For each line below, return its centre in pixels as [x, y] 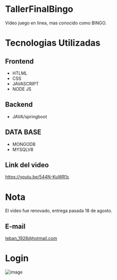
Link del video [27, 165]
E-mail [15, 226]
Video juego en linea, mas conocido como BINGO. [56, 23]
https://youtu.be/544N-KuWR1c [37, 177]
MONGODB [24, 144]
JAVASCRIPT [25, 83]
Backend [19, 105]
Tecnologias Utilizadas [53, 43]
